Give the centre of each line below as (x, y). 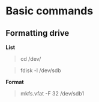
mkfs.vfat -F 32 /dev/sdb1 (52, 93)
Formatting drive (37, 33)
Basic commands (49, 11)
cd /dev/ (31, 59)
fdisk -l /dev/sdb (40, 70)
